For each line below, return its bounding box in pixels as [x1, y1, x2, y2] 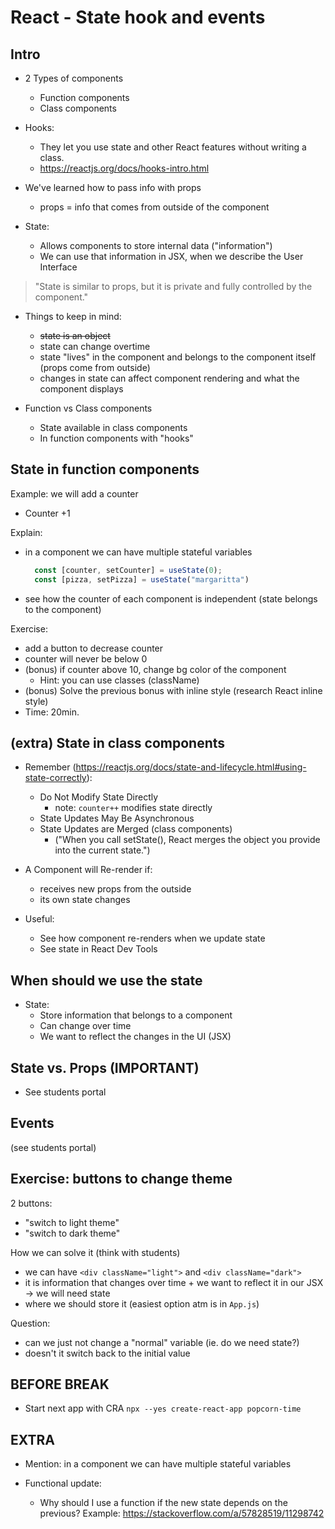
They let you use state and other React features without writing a [39, 141, 307, 153]
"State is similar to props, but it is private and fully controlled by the [34, 281, 313, 292]
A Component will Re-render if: [24, 864, 153, 876]
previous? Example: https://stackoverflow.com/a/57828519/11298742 [39, 1507, 325, 1520]
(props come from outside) [39, 362, 151, 373]
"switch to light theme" [24, 1216, 120, 1228]
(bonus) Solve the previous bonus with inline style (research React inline [24, 684, 323, 696]
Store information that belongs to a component [39, 1009, 233, 1021]
